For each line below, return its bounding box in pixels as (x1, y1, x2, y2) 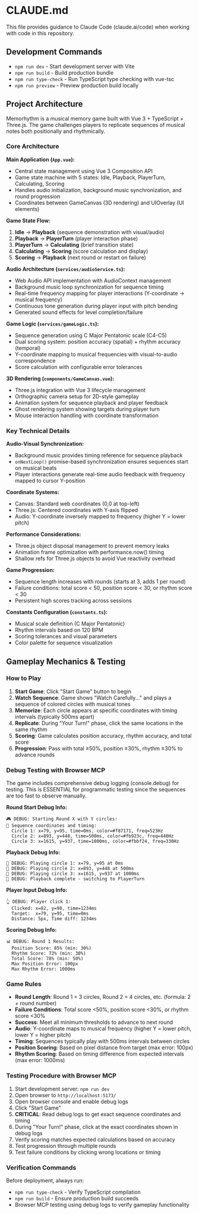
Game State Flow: (6, 217, 51, 224)
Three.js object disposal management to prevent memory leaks (14, 542, 170, 549)
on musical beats (14, 464, 57, 471)
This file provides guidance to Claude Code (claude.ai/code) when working (6, 23, 190, 30)
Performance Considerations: (6, 531, 81, 538)
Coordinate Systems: (6, 489, 60, 496)
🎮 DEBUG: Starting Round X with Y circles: (6, 816, 118, 822)
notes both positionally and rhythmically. (6, 128, 106, 135)
